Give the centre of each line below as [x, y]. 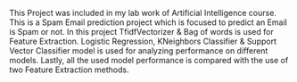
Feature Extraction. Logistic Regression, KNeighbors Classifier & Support [143, 41]
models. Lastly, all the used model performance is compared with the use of [149, 60]
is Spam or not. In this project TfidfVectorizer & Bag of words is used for [141, 32]
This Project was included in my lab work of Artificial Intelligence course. [143, 13]
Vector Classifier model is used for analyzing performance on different [139, 51]
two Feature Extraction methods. [69, 70]
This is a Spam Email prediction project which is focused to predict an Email [148, 22]
